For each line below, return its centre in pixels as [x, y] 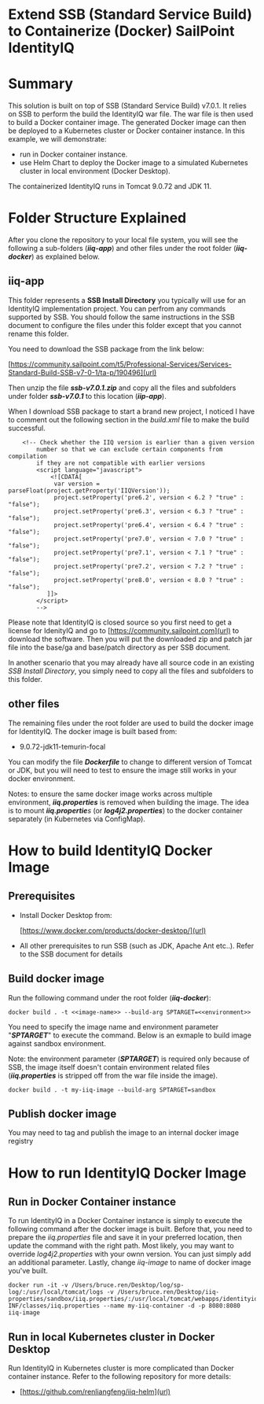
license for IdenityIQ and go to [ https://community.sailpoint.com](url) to [124, 630]
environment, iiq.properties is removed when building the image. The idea [129, 802]
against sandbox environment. [57, 1043]
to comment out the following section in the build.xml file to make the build [129, 419]
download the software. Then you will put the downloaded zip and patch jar [130, 639]
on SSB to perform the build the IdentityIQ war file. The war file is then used [131, 114]
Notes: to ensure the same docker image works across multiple [110, 794]
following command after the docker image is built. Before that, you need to [130, 1229]
